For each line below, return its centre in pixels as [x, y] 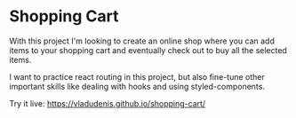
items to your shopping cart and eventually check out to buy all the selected [148, 50]
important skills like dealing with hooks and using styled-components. [137, 86]
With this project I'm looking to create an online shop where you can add [142, 41]
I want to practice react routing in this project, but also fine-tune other [137, 76]
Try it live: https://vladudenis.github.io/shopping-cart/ [108, 103]
